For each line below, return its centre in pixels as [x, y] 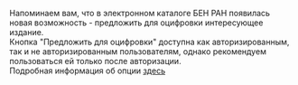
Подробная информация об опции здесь [87, 71]
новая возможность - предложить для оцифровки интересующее [136, 23]
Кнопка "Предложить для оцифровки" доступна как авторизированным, [149, 42]
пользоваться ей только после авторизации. [96, 61]
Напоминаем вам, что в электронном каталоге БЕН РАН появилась [140, 13]
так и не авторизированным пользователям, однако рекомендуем [138, 52]
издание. [27, 32]
